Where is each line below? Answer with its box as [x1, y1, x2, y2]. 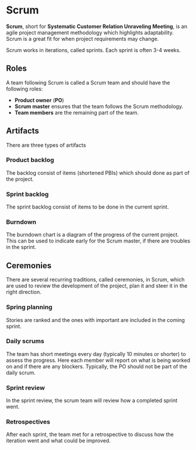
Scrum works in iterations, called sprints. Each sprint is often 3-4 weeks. [6, 46, 181, 53]
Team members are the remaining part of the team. [14, 109, 139, 116]
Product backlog [6, 156, 54, 164]
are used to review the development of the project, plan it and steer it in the [6, 282, 188, 289]
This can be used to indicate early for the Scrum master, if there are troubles [6, 237, 191, 244]
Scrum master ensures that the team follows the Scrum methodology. [14, 103, 183, 110]
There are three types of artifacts [6, 141, 87, 148]
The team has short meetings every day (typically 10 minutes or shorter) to [6, 350, 186, 357]
